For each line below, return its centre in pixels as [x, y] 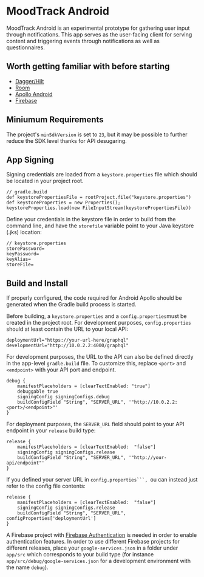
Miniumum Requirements [55, 120]
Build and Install [37, 283]
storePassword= [25, 249]
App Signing [30, 160]
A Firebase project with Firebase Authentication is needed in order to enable [102, 535]
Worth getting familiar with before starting [88, 67]
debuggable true [38, 392]
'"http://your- [148, 458]
